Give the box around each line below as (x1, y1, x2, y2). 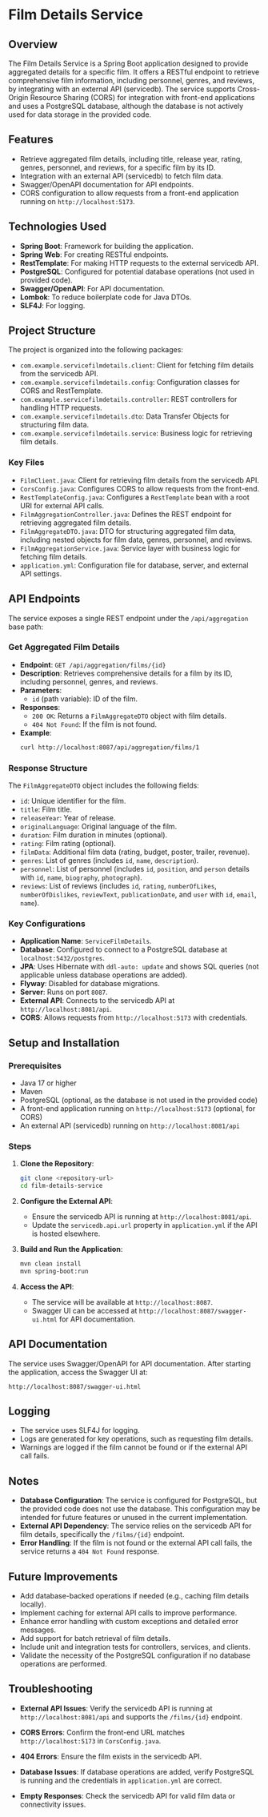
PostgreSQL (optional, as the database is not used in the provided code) (19, 1095, 258, 1105)
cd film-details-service (19, 1182, 103, 1190)
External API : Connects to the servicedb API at (19, 996, 175, 1005)
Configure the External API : (19, 1197, 114, 1206)
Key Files (8, 457, 45, 468)
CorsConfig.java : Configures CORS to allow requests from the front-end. (19, 483, 260, 493)
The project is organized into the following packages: (8, 345, 184, 355)
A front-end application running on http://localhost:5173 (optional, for (19, 1104, 256, 1113)
